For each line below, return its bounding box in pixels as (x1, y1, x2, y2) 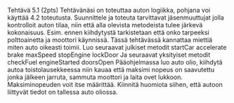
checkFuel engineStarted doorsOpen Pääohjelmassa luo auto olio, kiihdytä (7, 58, 223, 66)
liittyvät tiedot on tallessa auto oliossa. (7, 88, 118, 96)
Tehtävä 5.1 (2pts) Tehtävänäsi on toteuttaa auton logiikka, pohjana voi (7, 6, 211, 14)
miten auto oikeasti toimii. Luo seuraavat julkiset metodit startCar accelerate (7, 43, 227, 51)
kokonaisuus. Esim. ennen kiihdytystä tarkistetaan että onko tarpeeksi (7, 28, 209, 36)
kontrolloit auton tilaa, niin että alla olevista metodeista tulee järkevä (7, 21, 203, 29)
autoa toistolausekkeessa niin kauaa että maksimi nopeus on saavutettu (7, 66, 215, 74)
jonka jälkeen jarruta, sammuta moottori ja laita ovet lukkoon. (7, 73, 183, 81)
